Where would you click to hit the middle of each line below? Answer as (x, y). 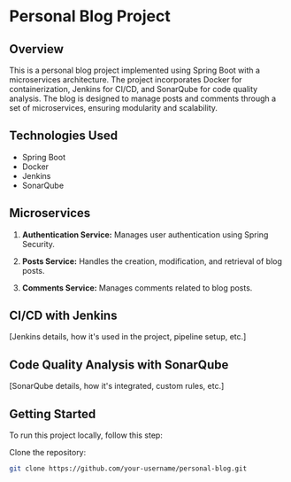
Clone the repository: (48, 453)
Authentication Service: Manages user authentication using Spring (145, 234)
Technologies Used (63, 136)
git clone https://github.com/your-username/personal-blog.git (128, 469)
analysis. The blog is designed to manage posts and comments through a (143, 98)
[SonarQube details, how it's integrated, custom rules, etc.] (117, 386)
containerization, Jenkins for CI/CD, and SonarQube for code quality (134, 89)
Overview (37, 49)
